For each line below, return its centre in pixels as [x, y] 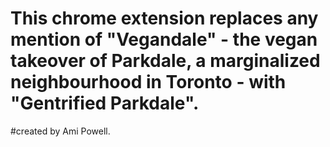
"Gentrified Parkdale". [105, 103]
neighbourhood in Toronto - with [148, 82]
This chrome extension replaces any [164, 18]
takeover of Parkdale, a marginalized [165, 61]
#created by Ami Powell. [60, 131]
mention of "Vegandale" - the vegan [164, 39]
